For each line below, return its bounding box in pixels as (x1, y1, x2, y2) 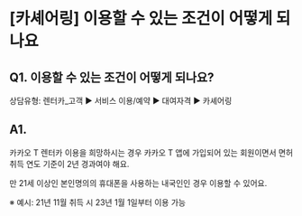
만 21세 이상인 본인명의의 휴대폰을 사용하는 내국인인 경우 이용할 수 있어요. (9, 177, 268, 188)
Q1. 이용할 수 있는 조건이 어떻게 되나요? (9, 70, 215, 85)
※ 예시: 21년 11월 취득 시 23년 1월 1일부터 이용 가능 (9, 196, 187, 208)
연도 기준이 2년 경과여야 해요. (25, 158, 130, 169)
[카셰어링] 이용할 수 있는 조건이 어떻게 (9, 8, 273, 29)
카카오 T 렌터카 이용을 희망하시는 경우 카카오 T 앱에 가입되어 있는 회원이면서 (9, 146, 277, 158)
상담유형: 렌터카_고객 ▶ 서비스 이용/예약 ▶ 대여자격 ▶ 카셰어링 (9, 96, 233, 106)
